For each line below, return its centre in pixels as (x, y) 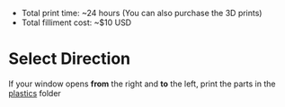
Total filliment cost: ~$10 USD (76, 22)
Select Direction (70, 59)
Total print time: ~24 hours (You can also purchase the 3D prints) (142, 13)
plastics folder (35, 93)
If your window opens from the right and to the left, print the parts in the (142, 84)
